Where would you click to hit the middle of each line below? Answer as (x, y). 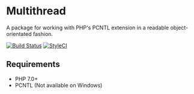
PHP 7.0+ (26, 78)
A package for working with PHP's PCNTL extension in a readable (88, 28)
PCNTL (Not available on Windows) (59, 85)
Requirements (33, 64)
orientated (19, 34)
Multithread (36, 11)
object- (179, 28)
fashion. (43, 34)
